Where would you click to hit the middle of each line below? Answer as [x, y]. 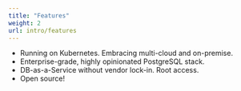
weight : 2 [25, 23]
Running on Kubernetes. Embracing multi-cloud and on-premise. [127, 53]
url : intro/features [43, 30]
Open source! [42, 79]
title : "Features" [39, 16]
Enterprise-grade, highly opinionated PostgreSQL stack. [112, 61]
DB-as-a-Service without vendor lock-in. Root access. [109, 70]
